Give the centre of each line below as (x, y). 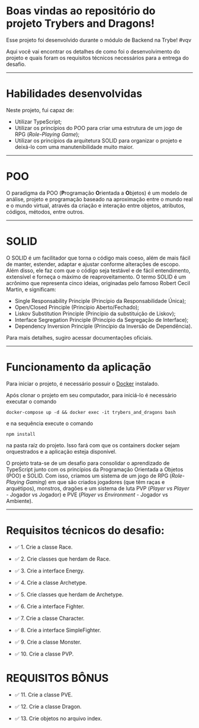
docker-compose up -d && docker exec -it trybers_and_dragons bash (91, 412)
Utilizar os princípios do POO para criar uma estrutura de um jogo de (98, 128)
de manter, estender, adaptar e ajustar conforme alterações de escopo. (93, 264)
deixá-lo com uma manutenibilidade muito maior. (74, 147)
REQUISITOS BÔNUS (57, 678)
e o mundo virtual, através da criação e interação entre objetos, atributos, (96, 205)
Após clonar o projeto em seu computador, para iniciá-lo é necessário (91, 395)
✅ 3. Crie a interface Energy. (49, 571)
